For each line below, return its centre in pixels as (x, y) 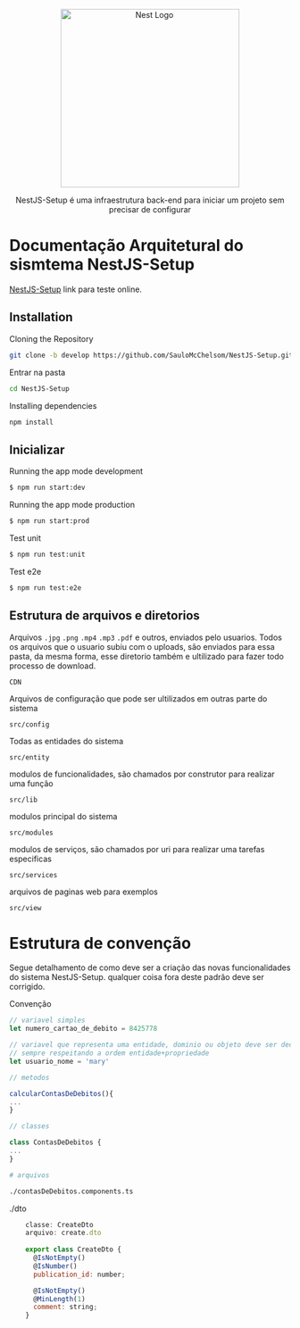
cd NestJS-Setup (39, 388)
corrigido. (27, 987)
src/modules (31, 833)
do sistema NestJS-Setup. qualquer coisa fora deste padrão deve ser (137, 977)
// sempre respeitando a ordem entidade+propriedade (109, 1053)
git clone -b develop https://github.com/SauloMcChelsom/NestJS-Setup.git (151, 355)
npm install (31, 422)
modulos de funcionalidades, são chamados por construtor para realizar (142, 774)
